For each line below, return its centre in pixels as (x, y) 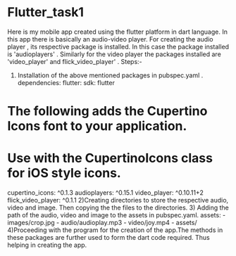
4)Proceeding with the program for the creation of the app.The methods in (115, 230)
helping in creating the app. (47, 245)
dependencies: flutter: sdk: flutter (66, 82)
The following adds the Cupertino (107, 111)
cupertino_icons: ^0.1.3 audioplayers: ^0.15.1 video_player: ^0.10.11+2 (106, 193)
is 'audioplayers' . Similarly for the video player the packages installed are (114, 54)
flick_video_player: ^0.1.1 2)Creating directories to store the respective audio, (118, 200)
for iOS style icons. (64, 173)
